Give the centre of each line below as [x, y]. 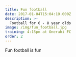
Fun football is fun [23, 50]
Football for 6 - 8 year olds [40, 23]
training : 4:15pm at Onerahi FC [38, 32]
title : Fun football [26, 9]
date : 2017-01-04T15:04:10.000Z [38, 14]
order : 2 [14, 37]
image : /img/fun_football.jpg [36, 28]
